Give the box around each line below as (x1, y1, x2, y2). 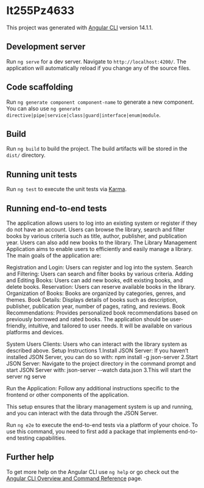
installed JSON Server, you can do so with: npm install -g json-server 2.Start (6, 354, 198, 360)
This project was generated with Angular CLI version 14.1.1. (6, 24, 153, 31)
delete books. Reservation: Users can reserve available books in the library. (6, 283, 196, 290)
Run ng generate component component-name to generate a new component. (6, 98, 195, 106)
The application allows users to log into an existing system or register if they (6, 219, 197, 227)
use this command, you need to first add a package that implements (6, 428, 177, 435)
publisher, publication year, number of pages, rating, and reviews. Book (6, 303, 186, 310)
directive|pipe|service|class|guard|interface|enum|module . (6, 111, 161, 118)
